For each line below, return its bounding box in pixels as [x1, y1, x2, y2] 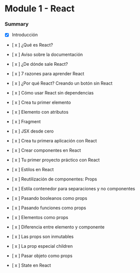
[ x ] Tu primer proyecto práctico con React [11, 157, 100, 163]
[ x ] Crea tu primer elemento [11, 99, 71, 105]
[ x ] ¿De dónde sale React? [11, 61, 68, 67]
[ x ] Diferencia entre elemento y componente [11, 224, 105, 230]
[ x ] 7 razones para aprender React [11, 70, 85, 77]
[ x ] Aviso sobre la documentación [11, 51, 83, 57]
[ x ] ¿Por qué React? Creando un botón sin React [11, 80, 113, 86]
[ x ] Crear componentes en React [11, 147, 81, 153]
